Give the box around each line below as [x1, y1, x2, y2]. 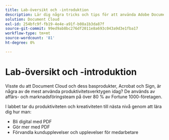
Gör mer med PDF [12, 124, 50, 130]
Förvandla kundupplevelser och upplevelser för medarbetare [12, 129, 138, 135]
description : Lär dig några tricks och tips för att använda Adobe [5, 12, 150, 17]
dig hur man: [5, 109, 32, 115]
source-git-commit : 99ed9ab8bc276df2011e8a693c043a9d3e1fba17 [5, 26, 138, 31]
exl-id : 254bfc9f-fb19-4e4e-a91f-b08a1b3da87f [5, 21, 105, 27]
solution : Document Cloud [5, 17, 59, 22]
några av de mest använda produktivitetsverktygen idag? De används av [5, 88, 155, 94]
